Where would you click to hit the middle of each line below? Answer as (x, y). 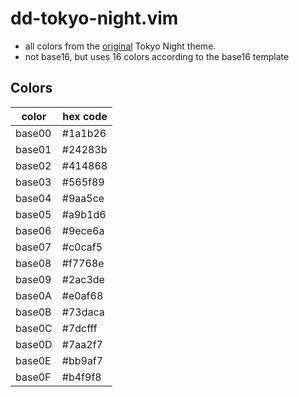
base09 (33, 279)
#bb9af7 (82, 360)
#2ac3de (83, 279)
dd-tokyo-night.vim (94, 18)
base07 (33, 247)
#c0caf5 (82, 247)
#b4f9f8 (81, 377)
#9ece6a (83, 230)
